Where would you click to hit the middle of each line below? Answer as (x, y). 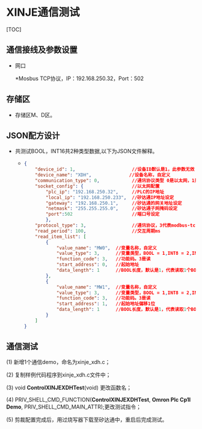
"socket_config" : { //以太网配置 (97, 186)
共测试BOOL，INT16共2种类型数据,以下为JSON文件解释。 (86, 151)
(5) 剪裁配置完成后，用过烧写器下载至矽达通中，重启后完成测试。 (87, 420)
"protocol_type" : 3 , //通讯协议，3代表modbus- (113, 225)
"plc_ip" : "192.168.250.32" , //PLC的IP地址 (105, 192)
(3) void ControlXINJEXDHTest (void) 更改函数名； (69, 388)
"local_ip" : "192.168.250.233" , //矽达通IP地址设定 (110, 197)
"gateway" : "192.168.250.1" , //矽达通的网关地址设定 (114, 203)
